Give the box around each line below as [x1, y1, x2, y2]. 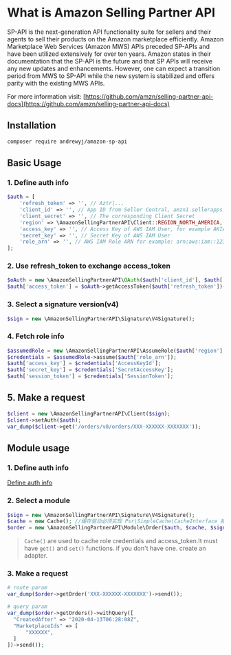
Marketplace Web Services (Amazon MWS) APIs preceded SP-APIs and [7, 42, 210, 50]
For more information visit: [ [7, 92, 86, 101]
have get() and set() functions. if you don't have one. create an [23, 544, 206, 553]
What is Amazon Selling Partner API [7, 5, 215, 21]
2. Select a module [7, 496, 71, 505]
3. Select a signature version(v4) [7, 300, 119, 309]
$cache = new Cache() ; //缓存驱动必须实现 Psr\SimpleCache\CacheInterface [7, 518, 218, 525]
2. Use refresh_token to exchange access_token [7, 261, 170, 271]
